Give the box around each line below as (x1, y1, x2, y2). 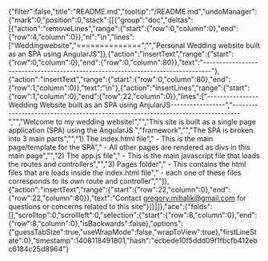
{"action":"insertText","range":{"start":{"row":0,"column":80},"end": (8, 75, 231, 84)
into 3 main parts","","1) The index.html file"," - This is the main (8, 134, 214, 143)
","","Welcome (8, 117, 54, 126)
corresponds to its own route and (8, 176, 118, 186)
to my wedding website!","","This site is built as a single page (55, 117, 257, 126)
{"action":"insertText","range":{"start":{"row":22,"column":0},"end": (8, 185, 231, 194)
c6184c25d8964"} (8, 244, 70, 254)
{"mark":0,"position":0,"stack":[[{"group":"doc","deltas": (8, 15, 194, 25)
